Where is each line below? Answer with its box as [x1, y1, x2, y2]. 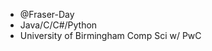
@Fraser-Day [19, 9, 75, 20]
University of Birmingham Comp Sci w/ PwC [19, 30, 202, 41]
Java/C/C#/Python [19, 19, 98, 31]
